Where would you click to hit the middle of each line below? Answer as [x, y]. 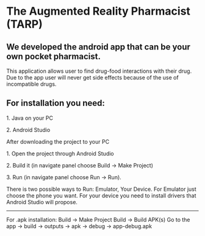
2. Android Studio [28, 130]
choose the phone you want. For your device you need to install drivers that [101, 195]
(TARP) [24, 24]
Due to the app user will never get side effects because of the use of [92, 77]
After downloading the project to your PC [58, 141]
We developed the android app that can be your [99, 47]
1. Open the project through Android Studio [60, 153]
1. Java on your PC [30, 118]
